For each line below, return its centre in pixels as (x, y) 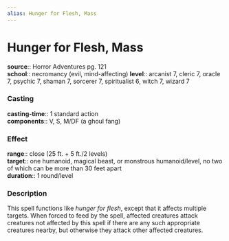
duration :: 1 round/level (40, 176)
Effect (18, 139)
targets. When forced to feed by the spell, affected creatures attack (102, 216)
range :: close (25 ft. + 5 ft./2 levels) (57, 154)
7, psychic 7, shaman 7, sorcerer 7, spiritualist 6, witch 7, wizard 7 (99, 81)
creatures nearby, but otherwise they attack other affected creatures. (105, 230)
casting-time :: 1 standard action (53, 113)
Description (27, 194)
